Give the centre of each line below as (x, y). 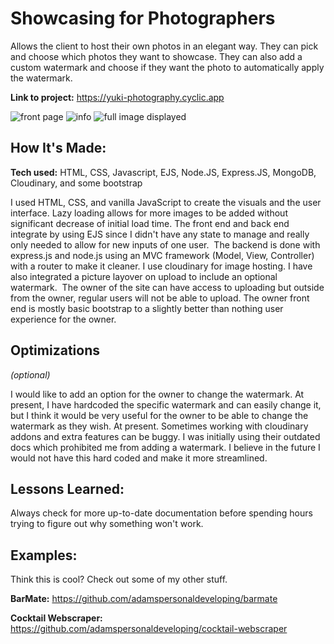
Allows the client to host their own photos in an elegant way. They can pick (164, 46)
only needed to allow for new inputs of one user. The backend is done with (165, 244)
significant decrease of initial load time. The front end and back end (150, 223)
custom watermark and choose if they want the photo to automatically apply (167, 67)
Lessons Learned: (67, 488)
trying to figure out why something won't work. (107, 524)
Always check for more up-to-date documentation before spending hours (161, 513)
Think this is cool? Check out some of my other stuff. (119, 579)
